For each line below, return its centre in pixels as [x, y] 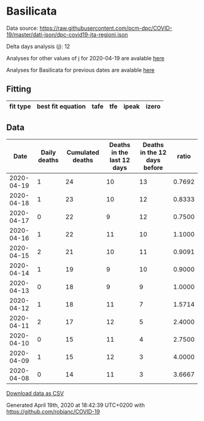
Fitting [19, 89]
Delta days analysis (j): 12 [38, 46]
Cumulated [83, 152]
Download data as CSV [35, 393]
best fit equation [61, 106]
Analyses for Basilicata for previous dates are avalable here [80, 70]
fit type [20, 106]
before [153, 168]
